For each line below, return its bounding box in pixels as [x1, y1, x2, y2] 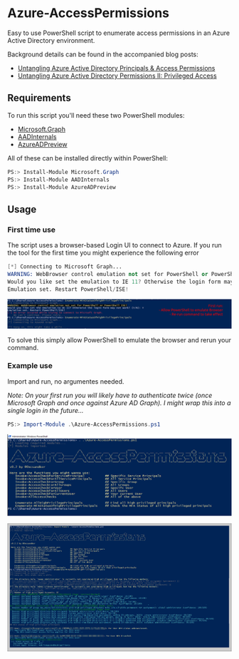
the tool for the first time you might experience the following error [7, 248, 199, 257]
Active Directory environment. [7, 36, 95, 44]
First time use [7, 225, 55, 235]
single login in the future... [7, 406, 84, 414]
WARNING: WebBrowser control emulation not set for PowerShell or [7, 270, 208, 277]
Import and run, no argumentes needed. [7, 377, 124, 386]
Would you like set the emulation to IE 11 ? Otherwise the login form [7, 278, 221, 285]
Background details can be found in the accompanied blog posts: [7, 50, 199, 58]
